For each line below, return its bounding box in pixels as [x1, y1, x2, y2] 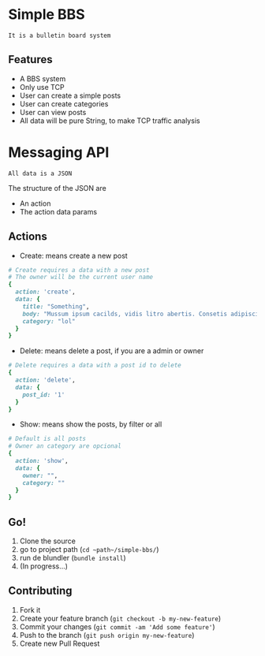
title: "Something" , [22, 302, 90, 311]
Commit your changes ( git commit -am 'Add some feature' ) [19, 621, 215, 632]
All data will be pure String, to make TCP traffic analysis [19, 116, 200, 125]
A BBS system [19, 73, 66, 84]
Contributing [8, 584, 73, 598]
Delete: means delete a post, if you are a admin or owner [19, 346, 204, 356]
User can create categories [19, 99, 109, 108]
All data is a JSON [8, 170, 73, 177]
